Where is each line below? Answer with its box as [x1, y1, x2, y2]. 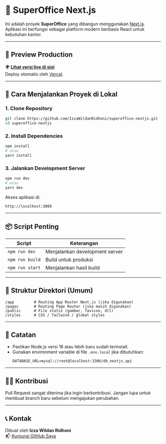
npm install [5, 144, 30, 149]
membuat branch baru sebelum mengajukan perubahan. [5, 395, 120, 401]
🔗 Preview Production [5, 51, 73, 59]
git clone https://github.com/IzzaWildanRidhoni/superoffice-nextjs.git [5, 116, 158, 121]
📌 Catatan [5, 331, 36, 339]
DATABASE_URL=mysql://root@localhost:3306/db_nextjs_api [12, 359, 132, 364]
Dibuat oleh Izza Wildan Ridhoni [5, 428, 72, 434]
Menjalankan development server [45, 248, 123, 255]
